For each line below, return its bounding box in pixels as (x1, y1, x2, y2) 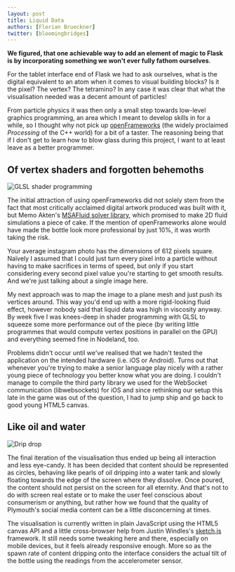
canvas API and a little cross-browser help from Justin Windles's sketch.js (7, 526, 222, 535)
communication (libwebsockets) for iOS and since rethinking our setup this (7, 386, 223, 394)
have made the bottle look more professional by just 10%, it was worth (7, 226, 210, 234)
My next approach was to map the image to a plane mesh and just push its (7, 291, 222, 299)
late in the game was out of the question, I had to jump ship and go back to (7, 394, 224, 402)
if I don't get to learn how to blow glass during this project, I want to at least (7, 136, 226, 145)
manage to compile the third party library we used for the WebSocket (7, 378, 208, 387)
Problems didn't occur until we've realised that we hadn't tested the (7, 349, 203, 357)
